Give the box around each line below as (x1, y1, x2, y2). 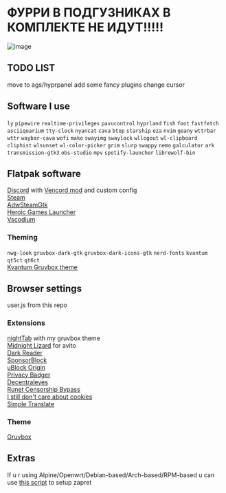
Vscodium (7, 216, 36, 224)
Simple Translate (7, 399, 55, 408)
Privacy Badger (7, 370, 51, 379)
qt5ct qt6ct (7, 257, 40, 264)
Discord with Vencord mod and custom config (7, 186, 137, 194)
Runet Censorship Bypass (7, 385, 80, 393)
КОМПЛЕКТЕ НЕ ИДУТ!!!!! (7, 19, 163, 35)
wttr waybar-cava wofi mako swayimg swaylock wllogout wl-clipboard (7, 134, 198, 142)
